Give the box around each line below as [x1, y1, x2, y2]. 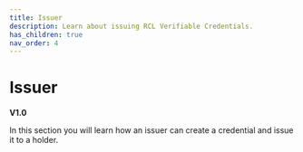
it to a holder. [9, 135, 59, 146]
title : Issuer [9, 13, 64, 23]
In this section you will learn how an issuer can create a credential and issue [9, 125, 294, 136]
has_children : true [9, 30, 83, 39]
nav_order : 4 [9, 38, 59, 48]
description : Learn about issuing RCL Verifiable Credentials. [9, 22, 254, 31]
